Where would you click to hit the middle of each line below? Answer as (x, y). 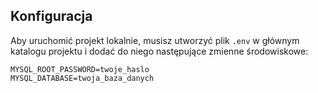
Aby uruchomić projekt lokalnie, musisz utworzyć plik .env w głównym (155, 40)
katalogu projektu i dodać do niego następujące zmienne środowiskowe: (159, 51)
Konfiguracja (51, 16)
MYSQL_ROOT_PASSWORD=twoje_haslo (80, 69)
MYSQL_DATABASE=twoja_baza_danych (82, 78)
